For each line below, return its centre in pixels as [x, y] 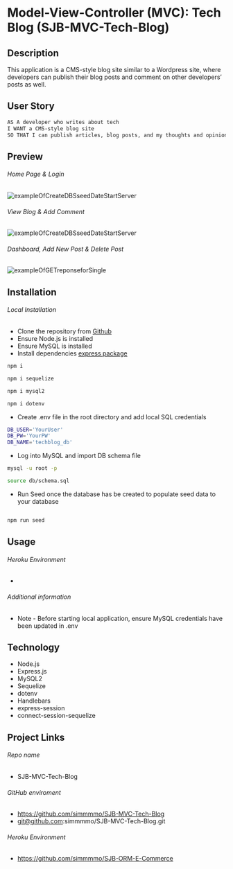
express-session [41, 708]
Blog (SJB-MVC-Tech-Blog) [88, 27]
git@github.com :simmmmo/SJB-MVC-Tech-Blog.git [91, 821]
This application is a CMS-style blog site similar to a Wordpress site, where [114, 70]
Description [33, 53]
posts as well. [27, 84]
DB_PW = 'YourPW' [29, 436]
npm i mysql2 [26, 391]
